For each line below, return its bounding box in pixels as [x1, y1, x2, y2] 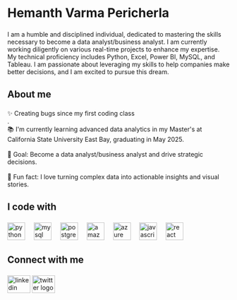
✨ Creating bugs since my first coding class [7, 109, 135, 118]
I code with [7, 200, 57, 212]
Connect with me [7, 254, 85, 266]
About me [7, 88, 51, 100]
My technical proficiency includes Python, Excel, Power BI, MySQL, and [7, 53, 215, 61]
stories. [7, 180, 30, 188]
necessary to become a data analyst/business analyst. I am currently [7, 37, 207, 47]
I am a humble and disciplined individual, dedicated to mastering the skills [7, 30, 221, 39]
